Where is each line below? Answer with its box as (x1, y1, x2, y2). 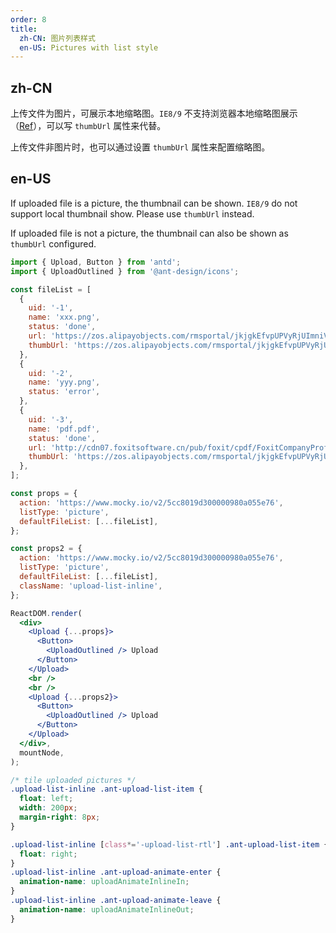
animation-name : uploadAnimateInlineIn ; (19, 877, 190, 887)
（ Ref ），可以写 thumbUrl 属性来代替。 (10, 120, 167, 132)
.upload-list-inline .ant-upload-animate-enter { (10, 867, 222, 878)
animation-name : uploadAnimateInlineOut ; (19, 904, 195, 915)
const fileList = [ (10, 284, 92, 295)
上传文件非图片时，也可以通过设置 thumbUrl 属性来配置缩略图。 (10, 141, 271, 153)
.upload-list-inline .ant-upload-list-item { (10, 784, 203, 795)
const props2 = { (10, 544, 83, 554)
